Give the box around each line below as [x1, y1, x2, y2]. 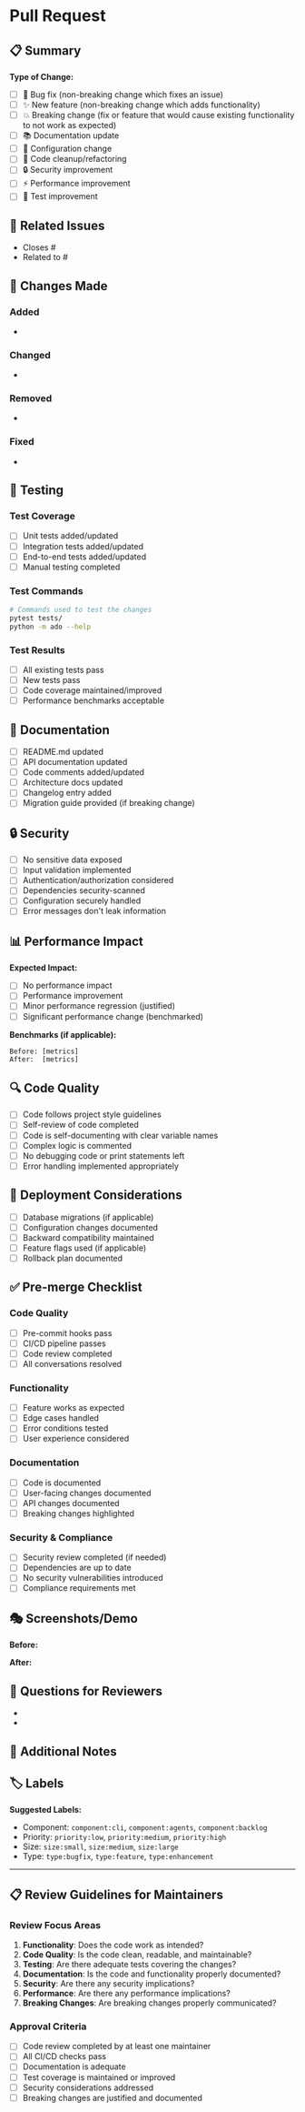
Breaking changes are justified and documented [22, 2092, 202, 2103]
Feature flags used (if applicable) [22, 1242, 147, 1253]
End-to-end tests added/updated [22, 551, 147, 562]
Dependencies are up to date [22, 1562, 132, 1574]
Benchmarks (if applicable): [9, 1029, 116, 1040]
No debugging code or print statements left [22, 1150, 185, 1161]
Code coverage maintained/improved [22, 685, 162, 696]
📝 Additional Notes [9, 1744, 117, 1759]
